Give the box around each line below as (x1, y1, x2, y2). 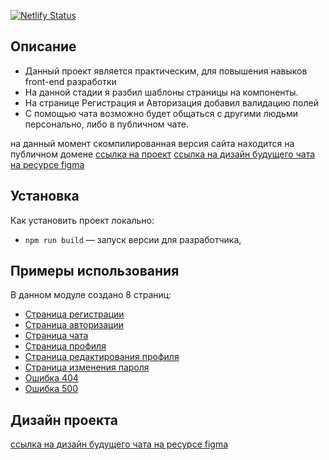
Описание (10, 38, 77, 55)
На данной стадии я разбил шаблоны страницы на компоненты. (24, 86, 299, 98)
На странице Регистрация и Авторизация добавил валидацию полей (24, 96, 319, 109)
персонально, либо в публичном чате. (24, 118, 189, 130)
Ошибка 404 (24, 372, 79, 384)
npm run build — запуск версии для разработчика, (24, 233, 242, 245)
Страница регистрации (24, 308, 125, 320)
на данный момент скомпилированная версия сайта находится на (10, 137, 295, 149)
